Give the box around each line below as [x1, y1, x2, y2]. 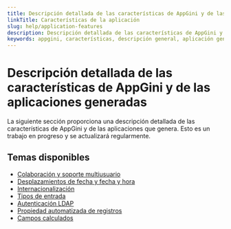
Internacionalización [16, 184, 75, 193]
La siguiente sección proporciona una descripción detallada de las [7, 118, 195, 126]
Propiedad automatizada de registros [16, 206, 122, 215]
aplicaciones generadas [7, 94, 148, 110]
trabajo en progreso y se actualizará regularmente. [7, 132, 151, 140]
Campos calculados [16, 214, 74, 222]
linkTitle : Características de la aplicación [7, 17, 140, 23]
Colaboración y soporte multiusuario [16, 170, 121, 178]
